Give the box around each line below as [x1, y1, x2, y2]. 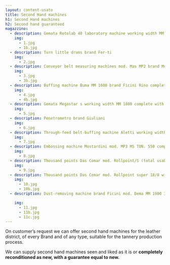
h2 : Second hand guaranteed [5, 21, 65, 27]
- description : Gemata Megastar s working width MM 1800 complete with [10, 102, 164, 107]
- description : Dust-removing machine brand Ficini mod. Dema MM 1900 [10, 191, 162, 196]
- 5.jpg [18, 111, 35, 117]
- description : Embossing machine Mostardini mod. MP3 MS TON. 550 [10, 144, 155, 149]
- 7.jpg [18, 139, 35, 144]
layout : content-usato [5, 7, 53, 13]
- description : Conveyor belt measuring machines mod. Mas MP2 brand [10, 64, 159, 69]
